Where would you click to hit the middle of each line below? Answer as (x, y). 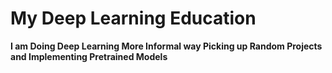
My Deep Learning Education (133, 18)
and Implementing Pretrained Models (89, 56)
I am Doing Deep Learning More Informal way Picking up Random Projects (166, 46)
